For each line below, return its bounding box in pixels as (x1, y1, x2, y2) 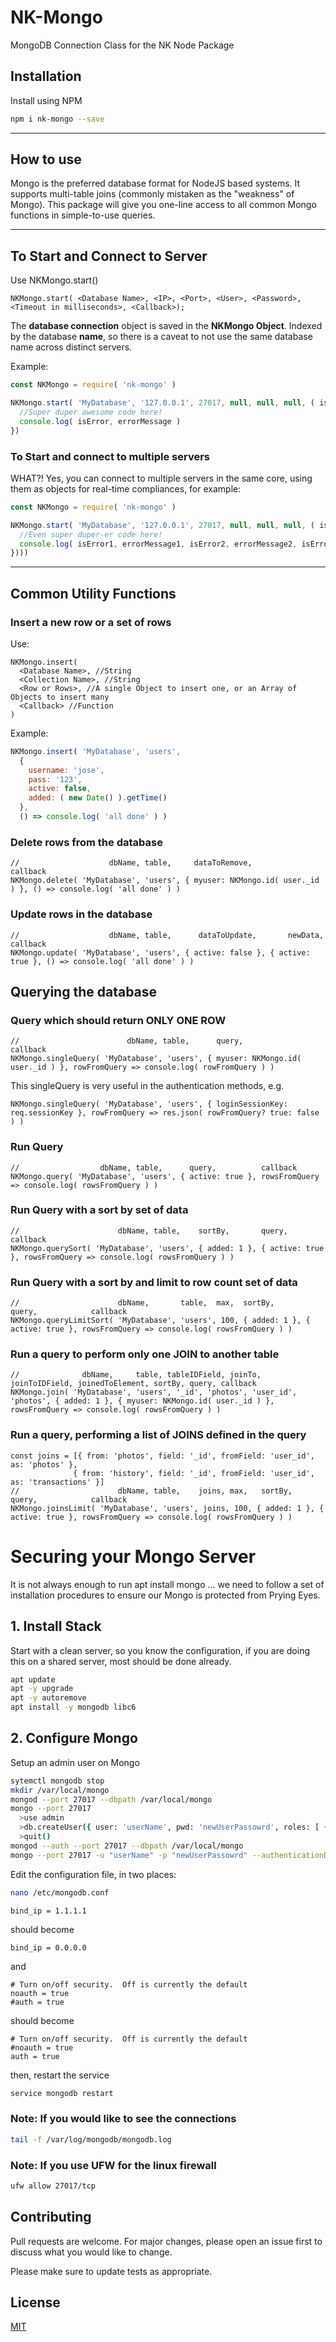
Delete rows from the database (10, 835, 163, 849)
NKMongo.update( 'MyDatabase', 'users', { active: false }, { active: (10, 947, 311, 958)
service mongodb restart (10, 2088, 114, 2098)
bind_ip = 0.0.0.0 (10, 1942, 87, 1953)
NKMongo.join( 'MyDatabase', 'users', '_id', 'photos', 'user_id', (10, 1387, 298, 1398)
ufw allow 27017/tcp (10, 2181, 97, 2191)
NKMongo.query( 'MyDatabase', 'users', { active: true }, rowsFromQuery (10, 1171, 320, 1181)
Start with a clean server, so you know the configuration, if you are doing (10, 1644, 311, 1656)
